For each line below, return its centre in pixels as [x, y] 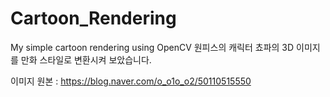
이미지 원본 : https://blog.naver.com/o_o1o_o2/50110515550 [131, 81]
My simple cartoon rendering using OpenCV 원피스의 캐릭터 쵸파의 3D [152, 47]
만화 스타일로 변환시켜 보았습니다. [86, 59]
